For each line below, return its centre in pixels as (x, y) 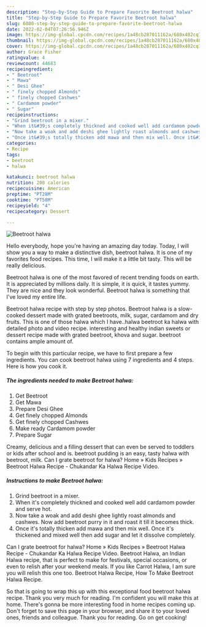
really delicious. (26, 266)
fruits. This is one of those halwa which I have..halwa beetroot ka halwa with (103, 322)
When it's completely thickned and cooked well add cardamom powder (105, 502)
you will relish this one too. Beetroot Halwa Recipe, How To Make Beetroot (100, 573)
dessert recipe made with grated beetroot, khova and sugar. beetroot (93, 335)
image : (15, 35)
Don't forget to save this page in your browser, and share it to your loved (98, 611)
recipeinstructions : (33, 115)
